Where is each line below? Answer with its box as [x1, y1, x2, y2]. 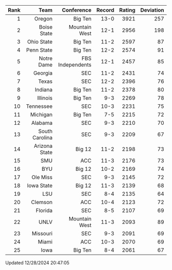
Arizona [34, 143, 53, 149]
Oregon [34, 15, 53, 22]
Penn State [26, 47, 53, 53]
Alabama [31, 120, 53, 126]
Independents [58, 61, 92, 68]
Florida [35, 207, 53, 214]
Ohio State [27, 38, 53, 45]
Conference [62, 7, 92, 13]
